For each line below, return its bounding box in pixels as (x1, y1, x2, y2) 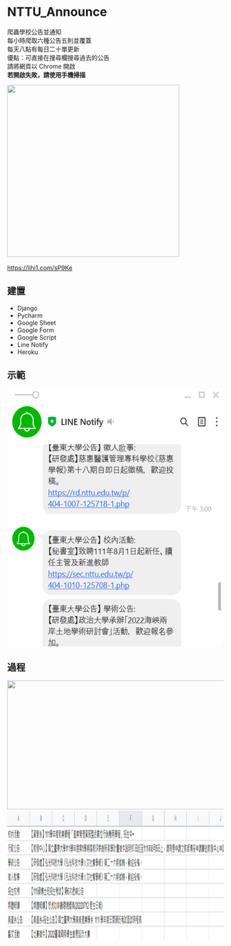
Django (16, 304, 38, 312)
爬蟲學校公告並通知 (7, 27, 62, 36)
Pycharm (16, 311, 43, 320)
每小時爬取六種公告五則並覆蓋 (7, 36, 91, 45)
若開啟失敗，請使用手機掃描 (7, 70, 86, 79)
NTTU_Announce (7, 4, 108, 20)
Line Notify (16, 340, 49, 349)
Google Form (16, 326, 54, 334)
